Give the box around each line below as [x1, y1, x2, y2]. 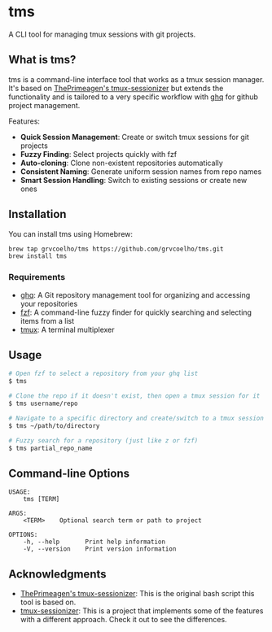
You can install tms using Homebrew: [8, 229, 133, 238]
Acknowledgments [8, 567, 107, 581]
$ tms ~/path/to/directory [8, 421, 100, 429]
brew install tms [8, 252, 68, 260]
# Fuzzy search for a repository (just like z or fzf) [8, 436, 199, 445]
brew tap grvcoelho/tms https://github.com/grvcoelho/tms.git [8, 245, 224, 253]
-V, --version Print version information [23, 545, 177, 553]
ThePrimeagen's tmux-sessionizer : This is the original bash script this [20, 589, 255, 599]
